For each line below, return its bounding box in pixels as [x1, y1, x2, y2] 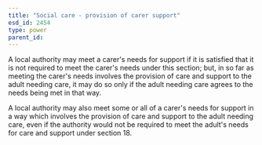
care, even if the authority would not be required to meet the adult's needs [8, 120, 249, 129]
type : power [8, 26, 47, 34]
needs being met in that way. [8, 88, 102, 98]
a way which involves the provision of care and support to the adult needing [8, 111, 253, 121]
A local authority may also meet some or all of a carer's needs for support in [8, 103, 254, 113]
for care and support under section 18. [8, 129, 133, 138]
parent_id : [8, 33, 44, 42]
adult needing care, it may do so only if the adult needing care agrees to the [8, 80, 253, 89]
